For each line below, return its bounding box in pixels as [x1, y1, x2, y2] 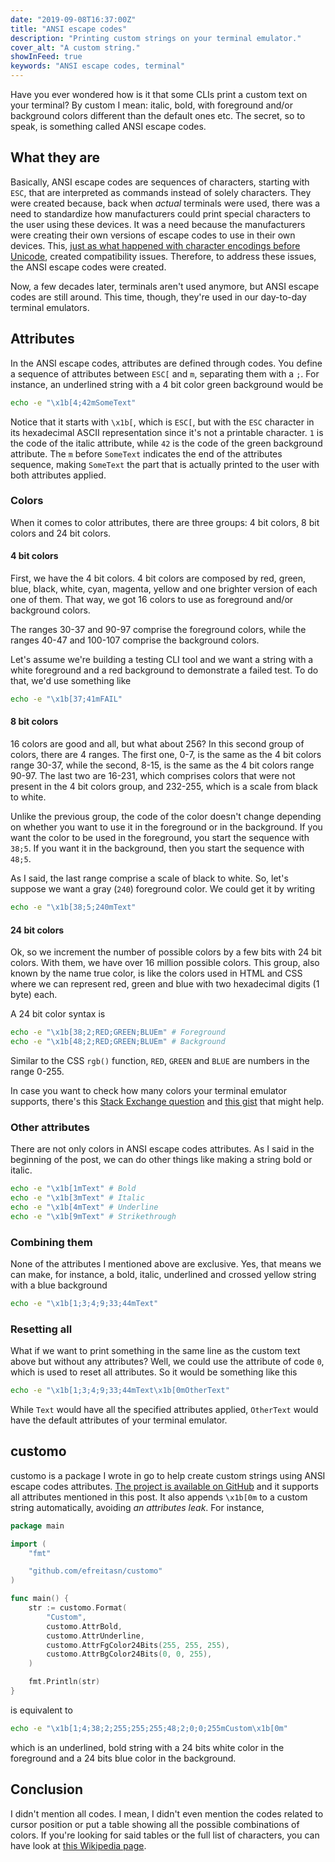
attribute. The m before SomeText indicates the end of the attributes [10, 447, 283, 460]
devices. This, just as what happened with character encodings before [10, 239, 301, 251]
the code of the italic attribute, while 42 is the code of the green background [10, 437, 323, 449]
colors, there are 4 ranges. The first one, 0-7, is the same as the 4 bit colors [10, 749, 322, 761]
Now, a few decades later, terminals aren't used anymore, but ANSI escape [10, 280, 320, 292]
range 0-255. [10, 1065, 65, 1077]
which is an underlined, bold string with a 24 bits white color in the [10, 1741, 285, 1753]
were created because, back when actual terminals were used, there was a [10, 197, 321, 209]
